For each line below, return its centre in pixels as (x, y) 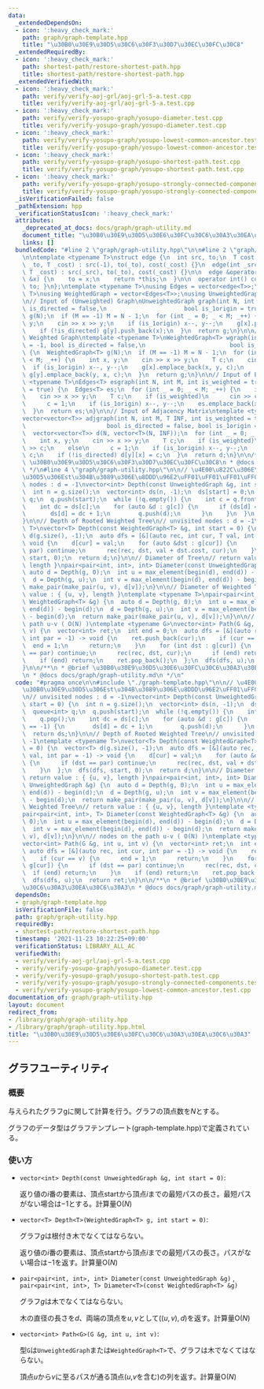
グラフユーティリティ (59, 1068)
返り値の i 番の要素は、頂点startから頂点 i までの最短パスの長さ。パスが (132, 1253)
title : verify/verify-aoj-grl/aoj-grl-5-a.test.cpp (108, 103)
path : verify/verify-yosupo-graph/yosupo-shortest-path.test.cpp (132, 162)
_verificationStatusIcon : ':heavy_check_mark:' (95, 214)
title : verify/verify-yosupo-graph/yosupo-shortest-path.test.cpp (133, 169)
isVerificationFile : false (59, 910)
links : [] (38, 243)
